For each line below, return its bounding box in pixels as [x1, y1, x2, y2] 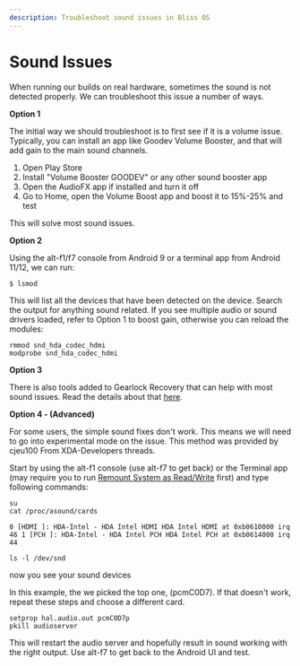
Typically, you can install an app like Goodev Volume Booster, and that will [9, 135, 282, 146]
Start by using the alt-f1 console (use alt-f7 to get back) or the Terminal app [9, 463, 288, 473]
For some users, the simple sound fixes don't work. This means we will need [9, 426, 292, 437]
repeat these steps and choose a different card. [9, 596, 185, 607]
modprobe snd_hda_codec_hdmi [9, 349, 118, 358]
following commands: [9, 481, 89, 492]
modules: [9, 324, 44, 334]
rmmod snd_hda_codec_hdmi [9, 341, 106, 350]
